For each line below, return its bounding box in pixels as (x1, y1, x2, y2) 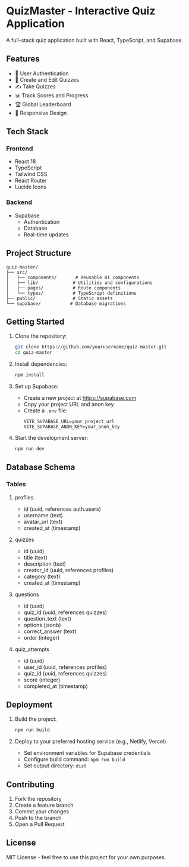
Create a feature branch (14, 801, 74, 809)
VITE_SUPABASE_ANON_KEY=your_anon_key (23, 424, 120, 430)
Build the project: (14, 715, 57, 723)
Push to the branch (14, 814, 62, 822)
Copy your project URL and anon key (23, 400, 114, 408)
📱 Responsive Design (14, 109, 67, 116)
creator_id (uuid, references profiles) (23, 566, 114, 573)
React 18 (14, 158, 36, 165)
